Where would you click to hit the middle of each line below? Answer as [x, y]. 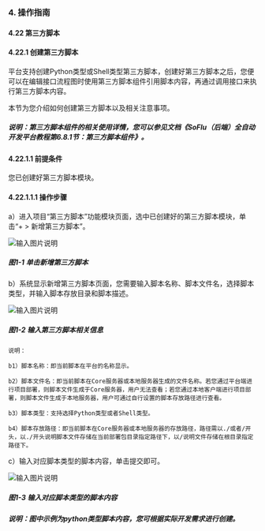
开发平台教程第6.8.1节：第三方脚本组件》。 [78, 137]
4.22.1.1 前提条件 [35, 159]
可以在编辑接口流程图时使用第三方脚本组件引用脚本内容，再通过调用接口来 [129, 81]
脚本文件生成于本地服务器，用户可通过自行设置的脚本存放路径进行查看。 [125, 398]
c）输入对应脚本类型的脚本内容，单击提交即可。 [86, 461]
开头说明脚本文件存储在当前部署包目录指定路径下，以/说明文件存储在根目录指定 [143, 437]
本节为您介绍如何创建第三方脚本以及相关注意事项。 [91, 107]
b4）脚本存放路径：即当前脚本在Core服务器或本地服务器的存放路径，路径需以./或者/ [127, 429]
